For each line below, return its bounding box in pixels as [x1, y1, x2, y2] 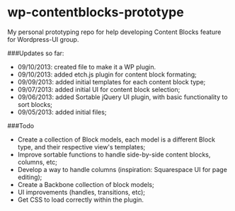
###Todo [7, 121, 34, 130]
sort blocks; [17, 100, 53, 108]
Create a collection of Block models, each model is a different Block [17, 135, 216, 144]
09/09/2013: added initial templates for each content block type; [17, 77, 206, 86]
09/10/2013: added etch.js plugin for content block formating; [17, 70, 197, 79]
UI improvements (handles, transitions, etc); [17, 188, 146, 196]
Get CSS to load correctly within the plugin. [17, 195, 144, 204]
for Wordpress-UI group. [7, 35, 79, 43]
